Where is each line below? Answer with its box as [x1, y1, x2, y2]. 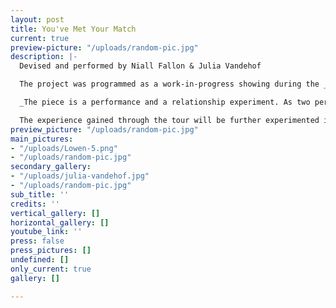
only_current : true [10, 264, 92, 274]
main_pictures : [10, 134, 74, 144]
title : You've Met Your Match [10, 24, 137, 34]
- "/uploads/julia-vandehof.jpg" [10, 171, 150, 181]
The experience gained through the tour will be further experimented [19, 115, 320, 125]
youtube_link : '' [10, 227, 83, 237]
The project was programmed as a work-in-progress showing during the [19, 79, 320, 90]
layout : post [10, 14, 65, 25]
